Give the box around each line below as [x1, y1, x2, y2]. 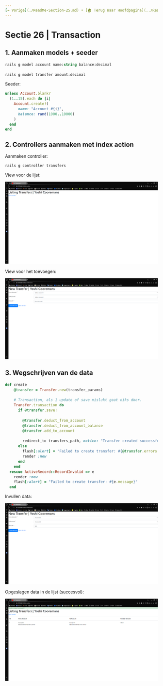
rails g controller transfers [5, 163, 66, 168]
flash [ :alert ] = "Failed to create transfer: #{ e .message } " [14, 480, 138, 485]
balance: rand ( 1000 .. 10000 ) [17, 112, 75, 117]
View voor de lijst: [5, 172, 41, 178]
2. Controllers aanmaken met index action [5, 140, 134, 149]
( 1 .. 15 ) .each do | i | [9, 96, 51, 101]
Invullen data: [5, 493, 33, 500]
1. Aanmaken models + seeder [5, 49, 98, 57]
